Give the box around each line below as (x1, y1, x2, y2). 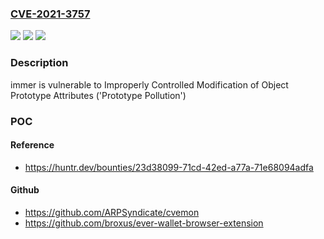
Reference (10, 139, 55, 151)
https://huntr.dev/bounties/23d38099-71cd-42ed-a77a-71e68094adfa (24, 161, 314, 173)
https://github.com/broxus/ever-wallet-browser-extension (24, 217, 264, 229)
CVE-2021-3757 (10, 7, 91, 21)
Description (10, 56, 69, 70)
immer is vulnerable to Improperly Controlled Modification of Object (10, 78, 289, 91)
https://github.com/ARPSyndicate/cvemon (24, 206, 200, 218)
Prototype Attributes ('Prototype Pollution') (10, 89, 187, 101)
